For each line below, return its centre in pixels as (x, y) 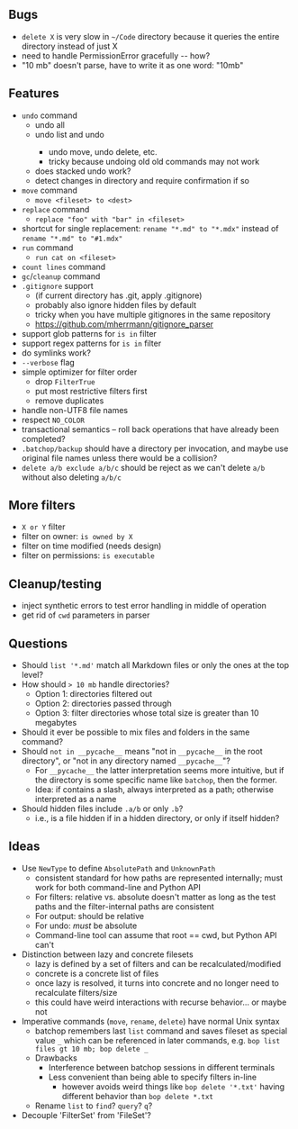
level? (32, 675)
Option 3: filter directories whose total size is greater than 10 (147, 713)
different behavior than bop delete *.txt (137, 1096)
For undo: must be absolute (86, 926)
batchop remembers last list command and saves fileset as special (161, 1031)
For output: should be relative (90, 916)
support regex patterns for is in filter (91, 343)
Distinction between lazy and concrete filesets (108, 954)
